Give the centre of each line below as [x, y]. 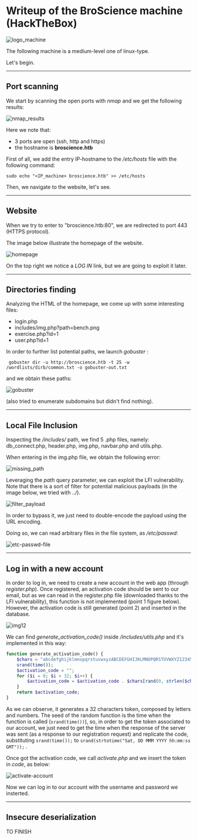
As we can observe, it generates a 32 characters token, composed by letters [98, 709]
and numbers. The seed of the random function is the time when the [89, 715]
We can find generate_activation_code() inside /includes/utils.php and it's [95, 637]
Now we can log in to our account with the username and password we [92, 787]
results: [15, 107]
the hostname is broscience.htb [54, 147]
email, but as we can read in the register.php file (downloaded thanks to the [97, 595]
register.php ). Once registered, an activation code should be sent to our [93, 589]
